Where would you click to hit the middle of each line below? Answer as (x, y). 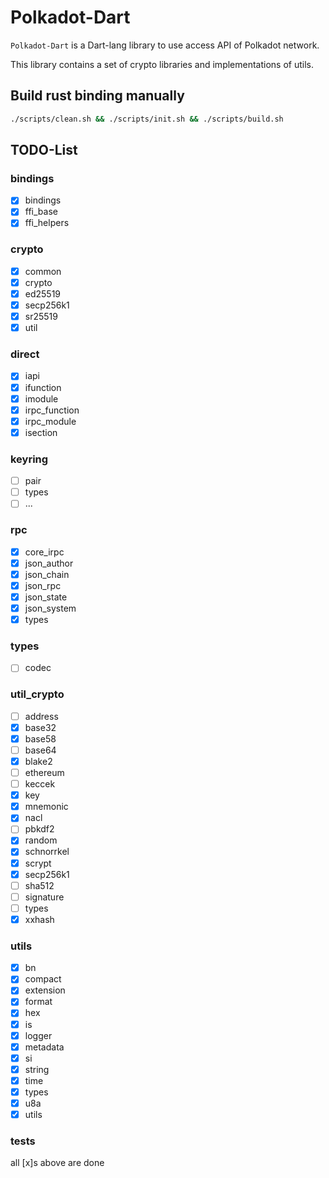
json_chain (47, 574)
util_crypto (37, 694)
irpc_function (52, 410)
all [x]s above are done (57, 1163)
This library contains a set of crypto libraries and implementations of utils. (162, 64)
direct (25, 354)
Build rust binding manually (97, 96)
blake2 (38, 761)
